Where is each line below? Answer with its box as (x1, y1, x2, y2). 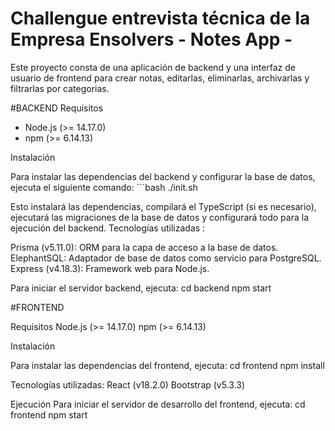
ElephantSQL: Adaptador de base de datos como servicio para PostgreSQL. (10, 252, 322, 264)
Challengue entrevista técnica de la (10, 7, 311, 30)
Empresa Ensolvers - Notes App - (10, 28, 293, 51)
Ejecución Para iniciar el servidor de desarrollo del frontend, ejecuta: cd (10, 398, 306, 410)
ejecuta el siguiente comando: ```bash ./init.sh (10, 181, 198, 193)
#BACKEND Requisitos (10, 102, 104, 114)
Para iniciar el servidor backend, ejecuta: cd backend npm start (10, 282, 272, 294)
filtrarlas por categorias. (10, 82, 110, 94)
